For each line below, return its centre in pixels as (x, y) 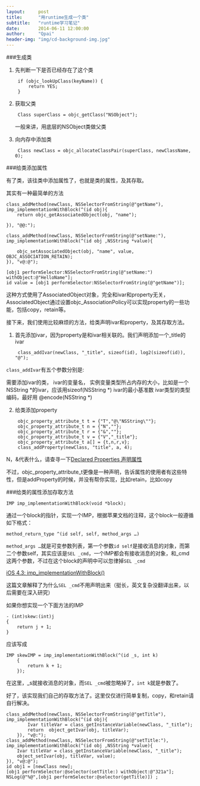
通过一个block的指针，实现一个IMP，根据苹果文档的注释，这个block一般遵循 (100, 515)
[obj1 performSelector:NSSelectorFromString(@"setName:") (79, 272)
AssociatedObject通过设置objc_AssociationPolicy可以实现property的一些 (95, 302)
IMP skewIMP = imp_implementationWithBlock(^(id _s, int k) (82, 655)
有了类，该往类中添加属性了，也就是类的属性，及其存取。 (76, 180)
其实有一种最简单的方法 (35, 193)
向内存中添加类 (33, 139)
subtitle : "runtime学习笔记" (43, 23)
